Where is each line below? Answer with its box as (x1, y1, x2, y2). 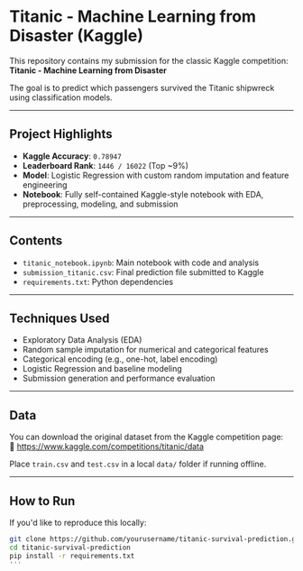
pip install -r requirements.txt (9, 551, 135, 560)
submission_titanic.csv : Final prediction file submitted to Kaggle (22, 266, 264, 277)
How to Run (9, 493, 76, 509)
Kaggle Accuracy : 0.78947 (22, 151, 122, 161)
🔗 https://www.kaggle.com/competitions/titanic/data (9, 441, 205, 452)
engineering (22, 179, 68, 190)
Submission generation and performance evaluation (22, 373, 216, 384)
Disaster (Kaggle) (9, 25, 144, 46)
